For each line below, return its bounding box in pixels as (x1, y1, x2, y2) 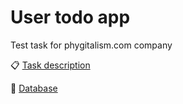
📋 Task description (10, 59, 91, 71)
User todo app (10, 6, 131, 29)
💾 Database (10, 82, 58, 94)
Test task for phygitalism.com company (10, 39, 173, 51)
